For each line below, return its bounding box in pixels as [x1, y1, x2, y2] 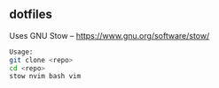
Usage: [9, 48, 34, 56]
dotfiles [9, 7, 53, 22]
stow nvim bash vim [9, 72, 82, 81]
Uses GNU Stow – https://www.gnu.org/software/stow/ [9, 30, 210, 40]
